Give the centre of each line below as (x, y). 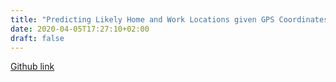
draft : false (37, 38)
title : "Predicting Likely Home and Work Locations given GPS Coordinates (169, 19)
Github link (32, 67)
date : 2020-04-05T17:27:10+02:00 (80, 29)
